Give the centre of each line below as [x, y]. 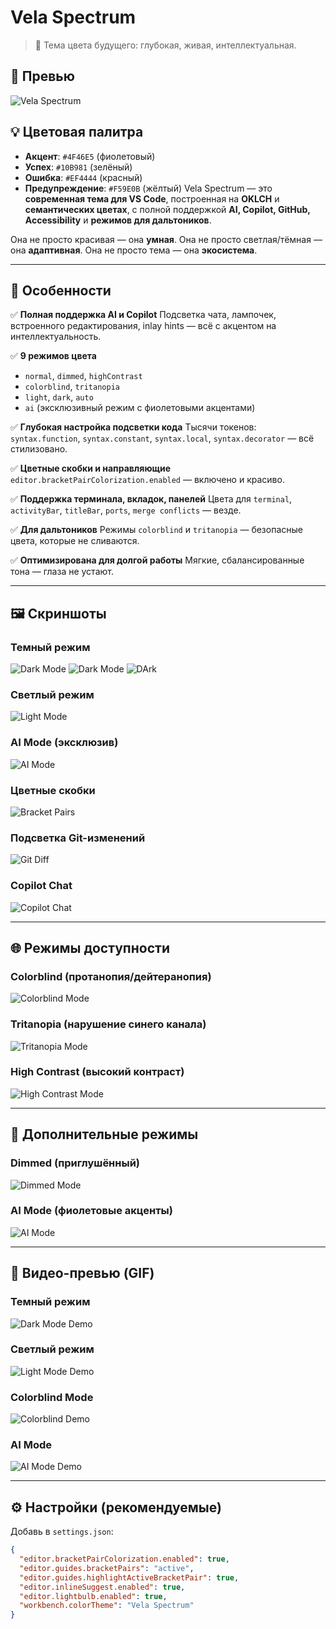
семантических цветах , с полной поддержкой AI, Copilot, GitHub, [167, 209]
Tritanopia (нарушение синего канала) [108, 1024]
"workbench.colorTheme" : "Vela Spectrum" [107, 1606]
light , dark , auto [59, 397]
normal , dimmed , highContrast [83, 376]
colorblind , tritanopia [72, 387]
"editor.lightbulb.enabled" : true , [93, 1596]
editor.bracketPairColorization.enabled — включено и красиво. [147, 480]
